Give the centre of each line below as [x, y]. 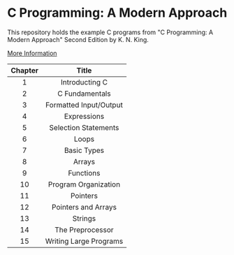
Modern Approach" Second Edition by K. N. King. [78, 39]
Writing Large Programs [84, 241]
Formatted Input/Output [84, 105]
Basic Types [84, 150]
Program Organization [84, 184]
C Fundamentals [84, 94]
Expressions [84, 116]
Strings [84, 218]
